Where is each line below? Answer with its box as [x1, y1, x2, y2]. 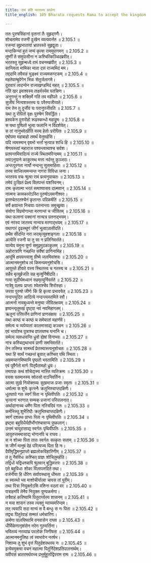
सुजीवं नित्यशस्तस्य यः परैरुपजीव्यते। [5, 99, 64, 105]
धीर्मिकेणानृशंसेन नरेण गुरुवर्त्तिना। [5, 522, 58, 529]
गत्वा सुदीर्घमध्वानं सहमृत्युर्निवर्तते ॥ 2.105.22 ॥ [5, 277, 83, 283]
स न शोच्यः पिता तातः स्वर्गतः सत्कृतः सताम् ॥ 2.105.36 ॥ [5, 437, 99, 443]
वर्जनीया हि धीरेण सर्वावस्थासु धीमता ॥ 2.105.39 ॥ [5, 471, 88, 477]
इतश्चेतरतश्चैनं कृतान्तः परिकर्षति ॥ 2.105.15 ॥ [5, 196, 83, 202]
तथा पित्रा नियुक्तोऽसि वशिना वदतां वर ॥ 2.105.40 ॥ [5, 483, 91, 489]
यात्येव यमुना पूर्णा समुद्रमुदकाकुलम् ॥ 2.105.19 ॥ [5, 242, 84, 248]
